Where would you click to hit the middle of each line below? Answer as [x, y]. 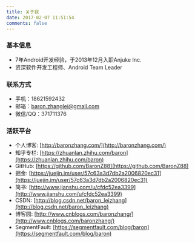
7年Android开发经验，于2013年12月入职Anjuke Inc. [78, 60]
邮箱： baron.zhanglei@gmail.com [57, 106]
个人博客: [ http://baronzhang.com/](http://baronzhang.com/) [91, 145]
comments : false [27, 23]
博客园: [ [25, 214]
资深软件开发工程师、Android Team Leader [69, 67]
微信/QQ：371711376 [41, 114]
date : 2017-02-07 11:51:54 [40, 18]
